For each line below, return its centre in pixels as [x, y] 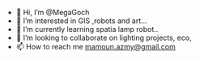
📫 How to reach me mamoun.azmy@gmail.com [96, 47]
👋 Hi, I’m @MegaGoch [53, 12]
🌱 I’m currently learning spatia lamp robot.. [87, 29]
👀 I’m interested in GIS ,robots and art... [81, 21]
